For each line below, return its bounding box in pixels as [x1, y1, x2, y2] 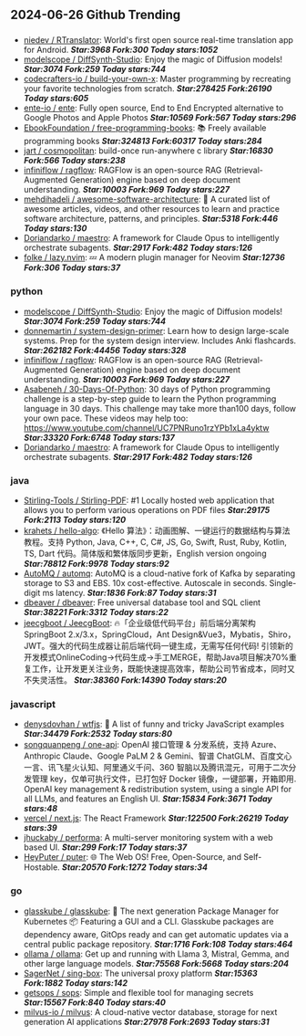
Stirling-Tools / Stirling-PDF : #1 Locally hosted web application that [23, 495, 275, 506]
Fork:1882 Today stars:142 [23, 977, 128, 989]
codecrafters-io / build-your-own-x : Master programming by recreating [23, 73, 291, 85]
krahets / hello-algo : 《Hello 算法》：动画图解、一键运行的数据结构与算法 [23, 525, 291, 536]
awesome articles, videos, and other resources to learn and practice [23, 204, 280, 215]
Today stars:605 [23, 93, 89, 104]
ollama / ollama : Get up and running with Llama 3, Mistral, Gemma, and [23, 948, 290, 959]
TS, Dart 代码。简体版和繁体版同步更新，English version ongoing [23, 548, 267, 559]
